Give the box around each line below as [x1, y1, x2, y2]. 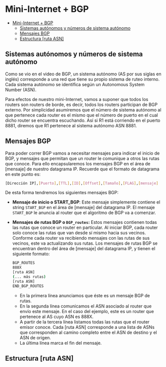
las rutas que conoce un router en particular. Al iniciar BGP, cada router [12, 224, 158, 231]
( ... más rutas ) [12, 274, 46, 279]
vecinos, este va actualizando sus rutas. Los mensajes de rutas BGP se [12, 240, 158, 246]
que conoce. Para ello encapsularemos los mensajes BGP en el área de [5, 160, 151, 166]
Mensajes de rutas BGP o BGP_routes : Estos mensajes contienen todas [12, 219, 157, 225]
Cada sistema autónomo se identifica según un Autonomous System [5, 81, 145, 87]
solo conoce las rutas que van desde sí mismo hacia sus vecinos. [12, 230, 146, 236]
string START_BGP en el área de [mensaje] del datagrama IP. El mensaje [12, 205, 155, 210]
